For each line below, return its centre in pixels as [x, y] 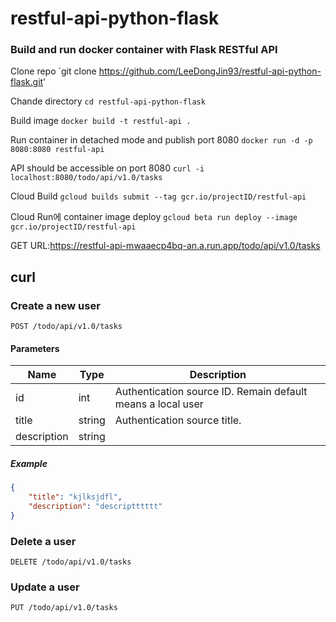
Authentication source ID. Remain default [211, 392]
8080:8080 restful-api [57, 150]
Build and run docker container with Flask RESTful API [144, 50]
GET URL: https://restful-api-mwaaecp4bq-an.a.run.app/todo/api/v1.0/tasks [165, 246]
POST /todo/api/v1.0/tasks [66, 327]
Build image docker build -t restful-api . [101, 121]
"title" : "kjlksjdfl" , [75, 497]
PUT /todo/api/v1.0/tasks [64, 608]
